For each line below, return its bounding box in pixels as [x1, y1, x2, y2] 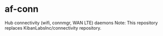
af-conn [4, 3, 39, 15]
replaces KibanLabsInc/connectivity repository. [4, 25, 101, 31]
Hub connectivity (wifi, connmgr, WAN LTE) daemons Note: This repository [4, 20, 158, 26]
